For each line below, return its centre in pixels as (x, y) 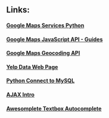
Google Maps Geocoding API (43, 53)
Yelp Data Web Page (32, 67)
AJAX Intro (21, 94)
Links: (18, 10)
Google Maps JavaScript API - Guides (54, 39)
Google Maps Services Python (45, 25)
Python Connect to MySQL (41, 80)
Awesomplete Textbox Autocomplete (54, 108)
